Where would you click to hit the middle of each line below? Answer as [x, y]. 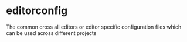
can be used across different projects [51, 33]
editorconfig [37, 11]
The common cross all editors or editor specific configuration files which [94, 27]
